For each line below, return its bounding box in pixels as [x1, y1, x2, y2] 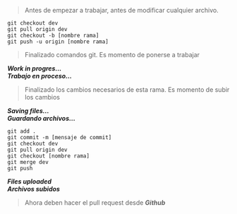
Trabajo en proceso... [7, 72, 73, 80]
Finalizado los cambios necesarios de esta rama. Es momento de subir [24, 85, 230, 94]
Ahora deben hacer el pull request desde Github [24, 198, 166, 207]
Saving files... [7, 107, 49, 115]
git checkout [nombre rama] [7, 153, 90, 160]
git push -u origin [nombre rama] [7, 38, 109, 45]
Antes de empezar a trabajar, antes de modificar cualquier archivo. [24, 6, 219, 14]
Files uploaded [7, 177, 51, 186]
